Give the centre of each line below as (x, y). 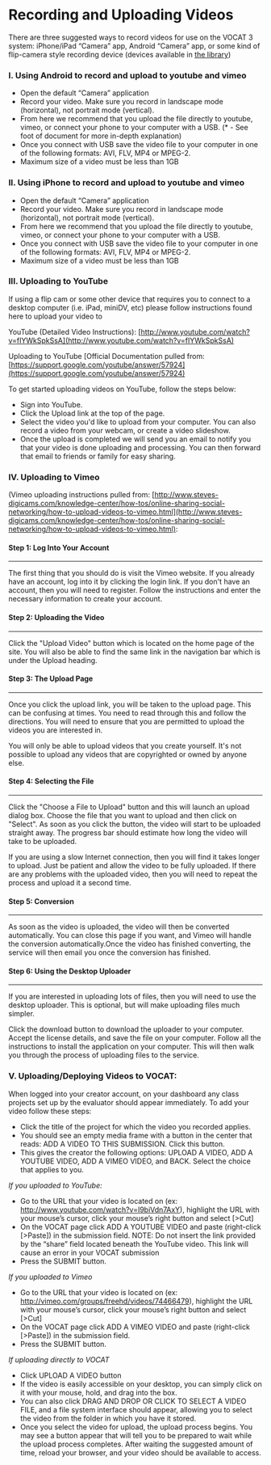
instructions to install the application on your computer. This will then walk (131, 1047)
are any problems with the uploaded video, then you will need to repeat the (133, 874)
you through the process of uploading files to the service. (104, 1055)
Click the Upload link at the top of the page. (92, 413)
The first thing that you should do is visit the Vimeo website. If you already (132, 573)
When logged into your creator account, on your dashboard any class (124, 1094)
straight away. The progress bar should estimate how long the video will (128, 832)
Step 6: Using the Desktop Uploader (70, 971)
